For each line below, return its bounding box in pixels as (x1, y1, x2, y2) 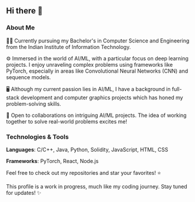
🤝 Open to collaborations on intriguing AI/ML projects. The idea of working (6, 112, 187, 119)
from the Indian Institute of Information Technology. (6, 43, 131, 50)
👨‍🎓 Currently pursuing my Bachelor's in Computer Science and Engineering (6, 37, 190, 44)
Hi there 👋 (6, 6, 43, 16)
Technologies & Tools (6, 132, 69, 141)
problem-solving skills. (6, 100, 61, 107)
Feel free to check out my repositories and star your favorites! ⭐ (6, 169, 161, 176)
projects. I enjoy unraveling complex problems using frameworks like (6, 61, 173, 68)
